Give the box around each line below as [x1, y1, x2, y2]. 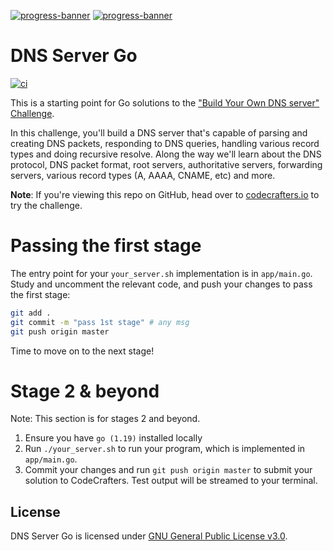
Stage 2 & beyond [10, 380, 160, 402]
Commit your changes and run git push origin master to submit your [24, 464, 313, 476]
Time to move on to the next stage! [10, 345, 155, 357]
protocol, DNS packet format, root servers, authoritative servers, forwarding [10, 158, 323, 170]
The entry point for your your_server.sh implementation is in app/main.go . [10, 267, 313, 279]
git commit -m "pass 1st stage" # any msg [10, 317, 190, 327]
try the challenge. [10, 199, 83, 211]
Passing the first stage [10, 235, 202, 257]
